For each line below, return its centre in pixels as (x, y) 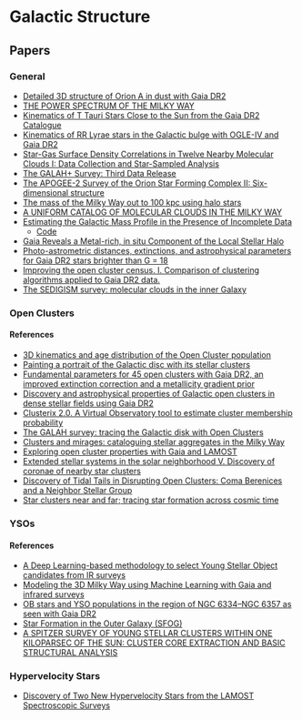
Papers (30, 51)
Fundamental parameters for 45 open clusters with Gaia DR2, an (143, 374)
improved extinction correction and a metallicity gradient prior (138, 384)
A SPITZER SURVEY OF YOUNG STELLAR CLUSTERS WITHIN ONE (147, 634)
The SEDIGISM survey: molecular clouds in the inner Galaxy (135, 289)
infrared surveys (53, 594)
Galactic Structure (80, 17)
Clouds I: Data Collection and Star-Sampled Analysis (121, 163)
